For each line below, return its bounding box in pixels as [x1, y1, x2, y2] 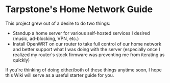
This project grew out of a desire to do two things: [5, 20, 111, 26]
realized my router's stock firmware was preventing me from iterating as [12, 52, 165, 58]
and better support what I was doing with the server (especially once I [12, 46, 160, 52]
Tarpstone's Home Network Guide [5, 4, 153, 15]
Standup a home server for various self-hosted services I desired [12, 30, 150, 36]
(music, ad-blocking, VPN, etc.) [12, 35, 79, 41]
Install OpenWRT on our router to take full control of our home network [12, 40, 162, 47]
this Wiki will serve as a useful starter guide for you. [5, 72, 114, 78]
